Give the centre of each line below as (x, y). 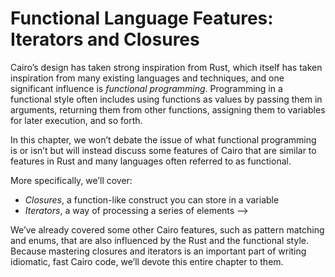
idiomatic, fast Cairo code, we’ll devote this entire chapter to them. (147, 261)
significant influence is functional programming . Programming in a (146, 88)
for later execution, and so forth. (76, 120)
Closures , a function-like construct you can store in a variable (152, 199)
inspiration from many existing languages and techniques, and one (147, 78)
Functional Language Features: (142, 18)
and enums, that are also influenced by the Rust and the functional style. (159, 240)
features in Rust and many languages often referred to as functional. (151, 161)
